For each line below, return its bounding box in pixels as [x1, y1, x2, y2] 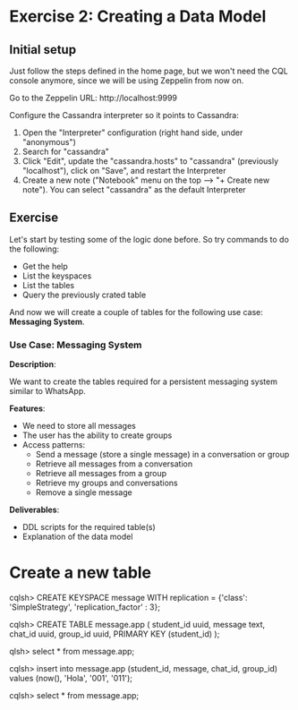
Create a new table [9, 562, 152, 583]
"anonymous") [21, 137, 76, 147]
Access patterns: [21, 440, 86, 450]
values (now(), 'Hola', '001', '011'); [9, 673, 132, 684]
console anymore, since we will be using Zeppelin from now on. [9, 75, 244, 86]
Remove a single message [35, 487, 132, 498]
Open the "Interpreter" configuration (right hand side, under [21, 127, 243, 138]
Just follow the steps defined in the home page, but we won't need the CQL [9, 65, 288, 76]
